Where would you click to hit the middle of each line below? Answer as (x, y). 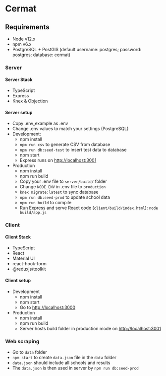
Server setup (19, 112)
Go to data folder (29, 352)
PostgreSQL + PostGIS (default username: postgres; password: (77, 49)
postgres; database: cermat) (41, 55)
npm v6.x (22, 44)
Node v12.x (24, 39)
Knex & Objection (30, 101)
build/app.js (33, 213)
